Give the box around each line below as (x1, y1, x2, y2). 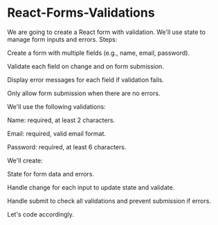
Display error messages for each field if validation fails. (7, 75, 165, 84)
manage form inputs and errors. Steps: (7, 35, 118, 43)
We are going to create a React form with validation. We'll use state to (7, 28, 206, 36)
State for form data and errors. (7, 169, 95, 178)
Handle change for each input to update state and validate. (7, 183, 175, 192)
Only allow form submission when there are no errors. (7, 89, 161, 97)
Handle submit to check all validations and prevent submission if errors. (7, 197, 211, 205)
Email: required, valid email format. (7, 129, 106, 137)
